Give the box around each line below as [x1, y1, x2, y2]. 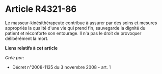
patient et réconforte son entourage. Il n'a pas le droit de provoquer [5, 30, 141, 36]
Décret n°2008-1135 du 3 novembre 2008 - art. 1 [12, 64, 111, 70]
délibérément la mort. [5, 36, 49, 41]
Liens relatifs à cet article [5, 45, 58, 51]
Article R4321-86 [5, 3, 77, 15]
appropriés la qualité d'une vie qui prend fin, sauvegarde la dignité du [5, 25, 146, 31]
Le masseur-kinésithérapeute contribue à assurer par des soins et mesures [5, 20, 157, 26]
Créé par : [5, 54, 25, 60]
